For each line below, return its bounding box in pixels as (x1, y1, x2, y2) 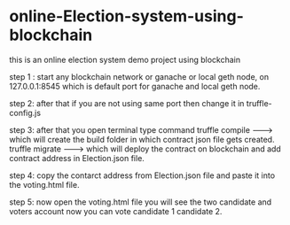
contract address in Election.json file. (9, 152, 145, 163)
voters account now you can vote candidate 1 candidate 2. (9, 206, 223, 216)
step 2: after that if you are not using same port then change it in (9, 97, 245, 108)
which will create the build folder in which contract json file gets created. (9, 134, 275, 144)
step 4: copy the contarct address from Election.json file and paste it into (9, 170, 276, 181)
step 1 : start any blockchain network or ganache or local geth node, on (9, 71, 269, 81)
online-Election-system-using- (9, 6, 244, 27)
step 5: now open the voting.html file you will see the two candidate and (9, 197, 272, 207)
